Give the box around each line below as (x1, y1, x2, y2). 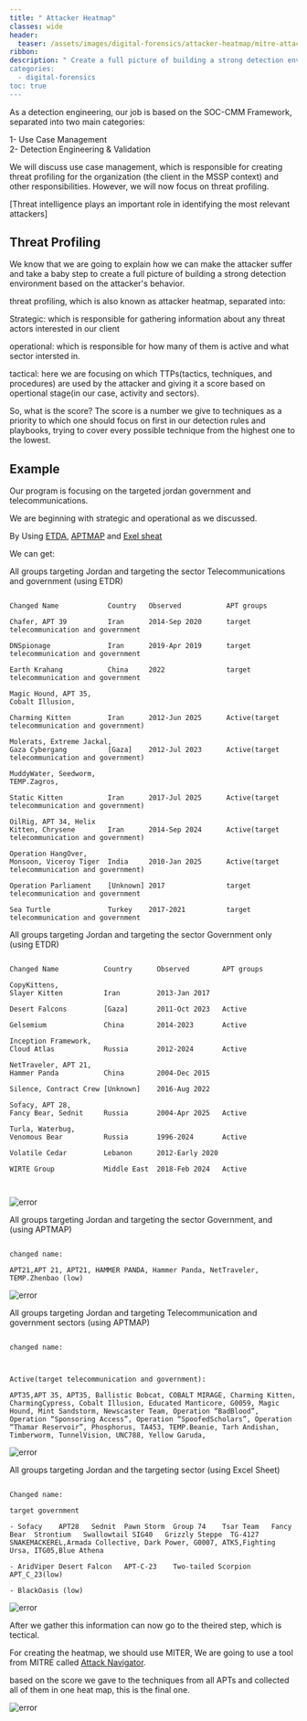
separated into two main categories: (9, 116, 145, 127)
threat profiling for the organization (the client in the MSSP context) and (9, 171, 279, 182)
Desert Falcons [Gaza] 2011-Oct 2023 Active (9, 1004, 248, 1015)
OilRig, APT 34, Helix (9, 817, 96, 827)
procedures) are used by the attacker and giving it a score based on (9, 378, 266, 389)
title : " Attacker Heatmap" (9, 13, 117, 23)
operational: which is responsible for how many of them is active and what (9, 341, 290, 352)
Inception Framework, (9, 1036, 92, 1046)
